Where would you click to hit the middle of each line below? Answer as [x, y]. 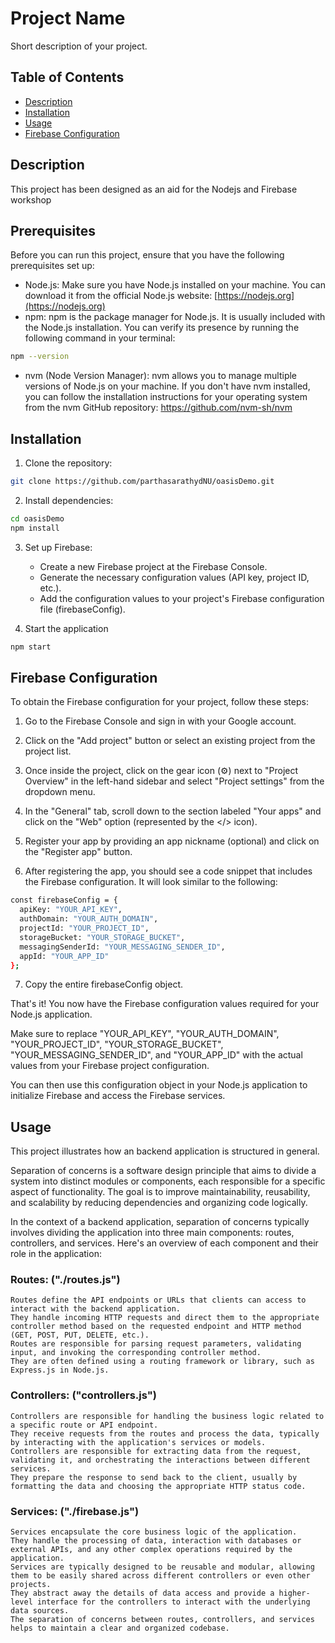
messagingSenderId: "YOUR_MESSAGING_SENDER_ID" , [122, 947]
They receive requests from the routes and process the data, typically [165, 1433]
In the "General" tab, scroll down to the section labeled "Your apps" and [173, 811]
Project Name [68, 18]
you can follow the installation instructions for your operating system [166, 397]
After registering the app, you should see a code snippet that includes [168, 871]
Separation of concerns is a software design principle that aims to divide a [163, 1171]
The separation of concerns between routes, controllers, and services [162, 1620]
